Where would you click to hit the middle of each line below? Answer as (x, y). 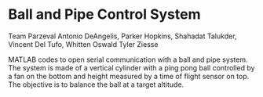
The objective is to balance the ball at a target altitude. (96, 84)
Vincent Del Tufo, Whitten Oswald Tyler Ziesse (83, 44)
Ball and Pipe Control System (105, 14)
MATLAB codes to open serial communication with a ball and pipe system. (128, 59)
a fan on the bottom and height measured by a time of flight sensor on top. (129, 76)
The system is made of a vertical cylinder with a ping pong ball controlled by (131, 67)
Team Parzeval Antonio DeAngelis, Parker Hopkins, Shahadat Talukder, (122, 36)
